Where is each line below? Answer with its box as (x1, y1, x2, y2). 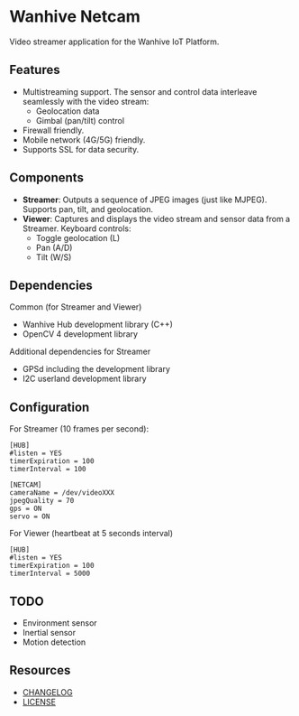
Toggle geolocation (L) (35, 232, 121, 243)
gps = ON (9, 504, 42, 514)
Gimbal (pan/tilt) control (35, 115, 124, 126)
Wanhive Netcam (9, 6, 141, 27)
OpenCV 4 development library (22, 329, 138, 339)
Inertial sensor (22, 628, 77, 637)
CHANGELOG (22, 686, 74, 697)
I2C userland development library (22, 373, 147, 385)
